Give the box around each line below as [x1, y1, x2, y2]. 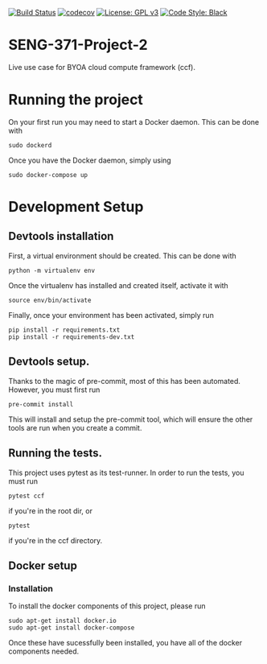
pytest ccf [8, 492, 45, 500]
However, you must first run [8, 385, 101, 394]
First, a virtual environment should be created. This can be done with [8, 250, 237, 261]
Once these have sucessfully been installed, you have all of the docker [8, 638, 243, 648]
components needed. [8, 646, 80, 656]
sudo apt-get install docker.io [8, 617, 117, 625]
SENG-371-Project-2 [8, 36, 148, 54]
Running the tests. [8, 447, 103, 460]
